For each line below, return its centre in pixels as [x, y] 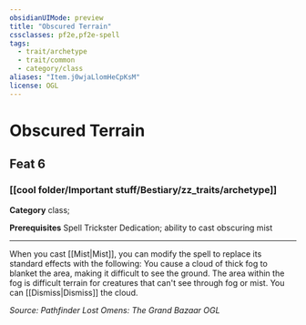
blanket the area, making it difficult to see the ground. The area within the [147, 273]
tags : [20, 43]
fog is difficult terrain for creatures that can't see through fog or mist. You [147, 282]
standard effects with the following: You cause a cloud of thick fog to [139, 263]
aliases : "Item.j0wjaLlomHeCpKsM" [75, 77]
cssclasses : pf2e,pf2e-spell [65, 35]
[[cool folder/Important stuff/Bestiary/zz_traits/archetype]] [143, 190]
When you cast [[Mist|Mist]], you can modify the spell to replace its [136, 254]
